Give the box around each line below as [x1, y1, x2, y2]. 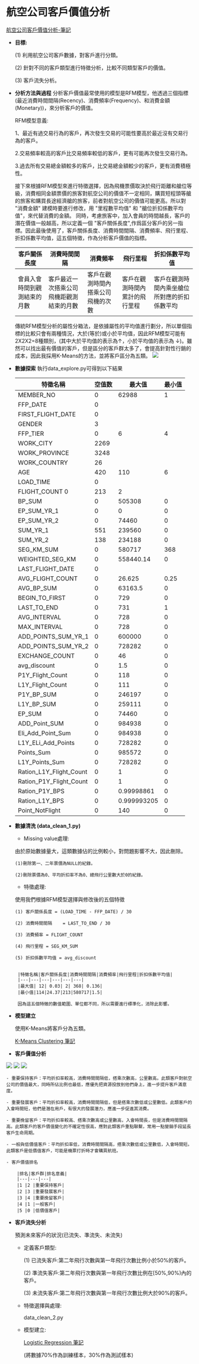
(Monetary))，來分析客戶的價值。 [14, 104, 97, 111]
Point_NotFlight [17, 806, 61, 815]
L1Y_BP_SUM [17, 700, 56, 708]
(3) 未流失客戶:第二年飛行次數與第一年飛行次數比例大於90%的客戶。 [23, 1289, 191, 1296]
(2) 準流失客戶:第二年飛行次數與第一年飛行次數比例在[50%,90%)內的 [23, 1269, 192, 1276]
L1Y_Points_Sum [17, 758, 65, 766]
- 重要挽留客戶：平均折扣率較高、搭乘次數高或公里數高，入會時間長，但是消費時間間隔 [6, 1117, 188, 1123]
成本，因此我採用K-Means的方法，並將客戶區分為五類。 [14, 352, 151, 359]
